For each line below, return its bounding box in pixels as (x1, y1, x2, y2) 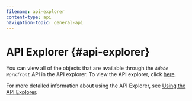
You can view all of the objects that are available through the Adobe (6, 64, 169, 71)
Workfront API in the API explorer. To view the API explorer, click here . (6, 71, 177, 78)
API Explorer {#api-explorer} (6, 45, 150, 58)
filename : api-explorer (6, 8, 65, 15)
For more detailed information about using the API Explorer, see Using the (6, 82, 186, 89)
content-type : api (6, 14, 52, 20)
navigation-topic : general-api (6, 19, 84, 25)
